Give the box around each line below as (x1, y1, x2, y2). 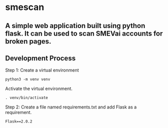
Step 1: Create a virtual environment (5, 67, 79, 73)
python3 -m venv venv (5, 77, 51, 82)
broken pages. (5, 37, 52, 45)
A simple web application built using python (5, 21, 145, 30)
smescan (5, 1, 45, 13)
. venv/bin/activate (5, 95, 49, 100)
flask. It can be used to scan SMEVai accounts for (5, 29, 163, 37)
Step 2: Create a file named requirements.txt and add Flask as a (5, 104, 137, 110)
